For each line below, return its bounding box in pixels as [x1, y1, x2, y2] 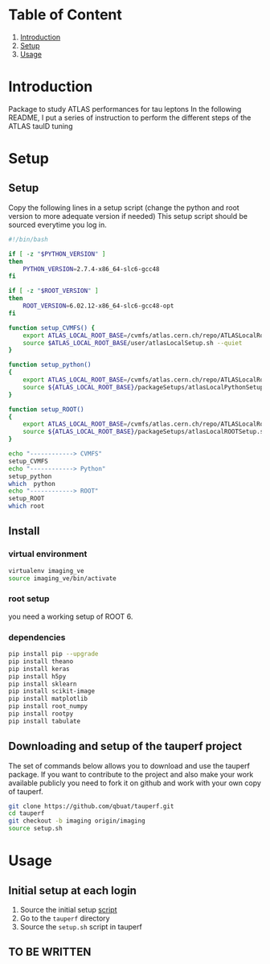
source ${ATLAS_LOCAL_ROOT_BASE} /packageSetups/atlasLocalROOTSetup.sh [22, 428, 268, 436]
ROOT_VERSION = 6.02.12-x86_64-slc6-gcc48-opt [22, 302, 174, 310]
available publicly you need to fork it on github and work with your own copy [8, 778, 261, 788]
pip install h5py [8, 672, 67, 681]
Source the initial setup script [19, 905, 118, 915]
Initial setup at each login [8, 884, 137, 897]
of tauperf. [8, 786, 43, 796]
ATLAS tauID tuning [8, 121, 73, 130]
